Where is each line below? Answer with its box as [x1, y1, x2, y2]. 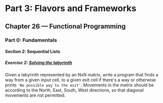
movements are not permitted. [5, 92, 66, 98]
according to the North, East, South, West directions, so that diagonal [5, 88, 144, 93]
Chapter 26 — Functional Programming [5, 22, 126, 30]
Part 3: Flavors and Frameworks [5, 3, 137, 14]
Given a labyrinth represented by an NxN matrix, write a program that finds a [5, 72, 159, 78]
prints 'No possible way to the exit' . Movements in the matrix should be [5, 82, 154, 88]
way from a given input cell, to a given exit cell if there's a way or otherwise [5, 77, 156, 83]
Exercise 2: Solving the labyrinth [5, 59, 72, 65]
